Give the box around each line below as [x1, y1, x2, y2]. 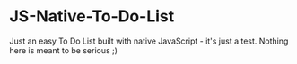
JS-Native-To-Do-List [9, 6, 175, 27]
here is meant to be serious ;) [9, 44, 118, 55]
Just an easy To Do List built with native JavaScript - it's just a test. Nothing [9, 36, 289, 46]
